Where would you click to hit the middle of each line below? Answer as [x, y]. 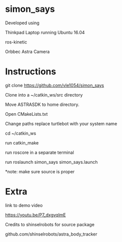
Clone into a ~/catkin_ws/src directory [44, 95]
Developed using [22, 23]
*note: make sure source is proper [40, 171]
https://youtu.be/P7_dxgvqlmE [36, 215]
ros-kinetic [16, 42]
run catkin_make [22, 143]
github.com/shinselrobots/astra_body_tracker [51, 234]
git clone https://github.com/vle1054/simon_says [55, 85]
